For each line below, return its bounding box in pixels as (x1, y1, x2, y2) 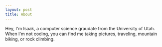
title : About (5, 12, 32, 17)
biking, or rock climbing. (5, 36, 55, 42)
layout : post (5, 7, 32, 12)
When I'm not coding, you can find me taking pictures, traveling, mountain (5, 31, 158, 37)
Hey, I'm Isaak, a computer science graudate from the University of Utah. (5, 25, 156, 31)
